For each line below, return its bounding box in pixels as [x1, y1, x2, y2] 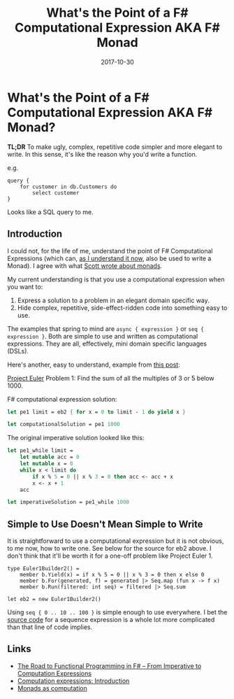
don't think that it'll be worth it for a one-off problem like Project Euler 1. [7, 551, 213, 560]
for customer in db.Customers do [20, 183, 117, 190]
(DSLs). [7, 346, 29, 355]
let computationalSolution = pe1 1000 [7, 421, 120, 428]
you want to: [7, 282, 43, 291]
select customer [32, 189, 80, 197]
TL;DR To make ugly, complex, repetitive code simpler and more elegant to [7, 142, 223, 151]
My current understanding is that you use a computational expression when [7, 275, 225, 283]
